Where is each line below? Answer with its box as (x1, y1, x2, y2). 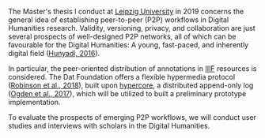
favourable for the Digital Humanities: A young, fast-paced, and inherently (8, 40, 249, 50)
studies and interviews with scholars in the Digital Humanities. (8, 121, 210, 130)
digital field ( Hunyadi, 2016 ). (8, 49, 100, 58)
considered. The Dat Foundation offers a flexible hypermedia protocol (8, 73, 236, 81)
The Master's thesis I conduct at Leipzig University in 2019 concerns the (8, 7, 244, 16)
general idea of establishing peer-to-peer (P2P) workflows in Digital (8, 15, 229, 24)
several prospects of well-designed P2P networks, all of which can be (8, 32, 237, 41)
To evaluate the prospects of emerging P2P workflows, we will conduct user (8, 113, 257, 121)
